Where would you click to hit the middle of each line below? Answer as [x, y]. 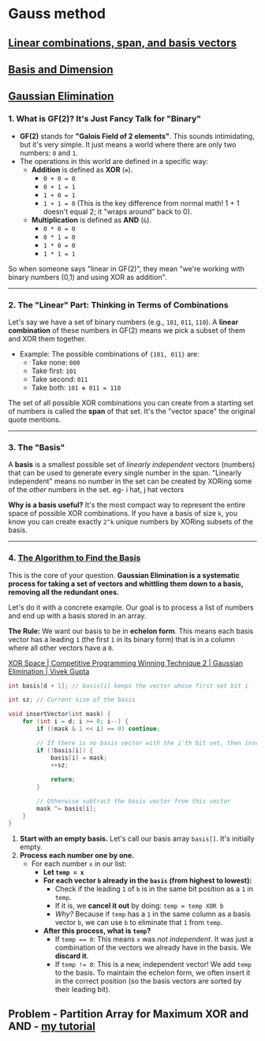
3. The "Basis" [37, 447]
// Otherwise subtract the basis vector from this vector [134, 801]
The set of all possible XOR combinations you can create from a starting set [131, 402]
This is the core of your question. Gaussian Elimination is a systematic [124, 575]
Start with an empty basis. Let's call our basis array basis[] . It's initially [137, 838]
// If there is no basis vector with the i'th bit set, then [139, 743]
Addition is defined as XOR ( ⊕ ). [82, 170]
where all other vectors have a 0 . [61, 647]
